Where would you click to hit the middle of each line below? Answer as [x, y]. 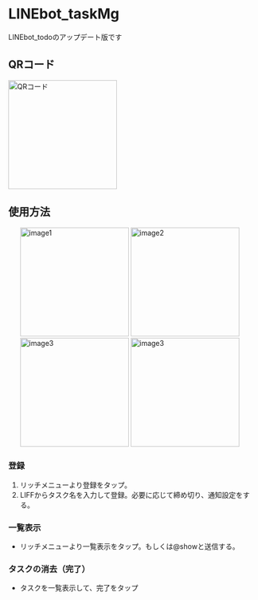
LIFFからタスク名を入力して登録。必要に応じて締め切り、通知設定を [131, 495]
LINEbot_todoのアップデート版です [65, 37]
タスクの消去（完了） [49, 570]
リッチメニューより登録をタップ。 [76, 485]
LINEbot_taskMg [64, 14]
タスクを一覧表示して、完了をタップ [79, 588]
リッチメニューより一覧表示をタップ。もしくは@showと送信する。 [129, 546]
